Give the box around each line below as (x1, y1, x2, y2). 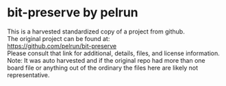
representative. (7, 70, 50, 79)
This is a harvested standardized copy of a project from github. (7, 27, 185, 35)
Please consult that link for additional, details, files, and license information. (7, 49, 221, 57)
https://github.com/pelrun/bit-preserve (7, 42, 117, 50)
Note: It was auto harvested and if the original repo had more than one (7, 56, 205, 64)
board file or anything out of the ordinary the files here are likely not (7, 63, 199, 72)
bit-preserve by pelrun (7, 5, 138, 20)
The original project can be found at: (7, 34, 110, 42)
